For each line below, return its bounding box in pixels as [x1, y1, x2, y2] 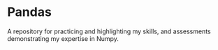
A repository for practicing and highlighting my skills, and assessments [7, 27, 211, 35]
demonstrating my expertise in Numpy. [7, 34, 119, 42]
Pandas [7, 4, 52, 20]
